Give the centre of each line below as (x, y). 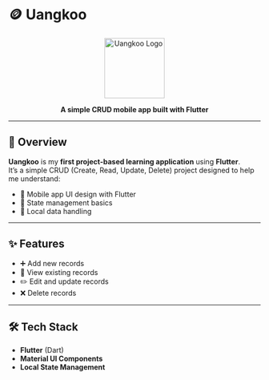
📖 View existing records (59, 272)
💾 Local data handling (56, 211)
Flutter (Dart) (42, 350)
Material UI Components (61, 359)
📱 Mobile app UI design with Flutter (78, 194)
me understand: (34, 178)
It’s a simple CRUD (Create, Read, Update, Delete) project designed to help (131, 170)
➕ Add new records (52, 263)
